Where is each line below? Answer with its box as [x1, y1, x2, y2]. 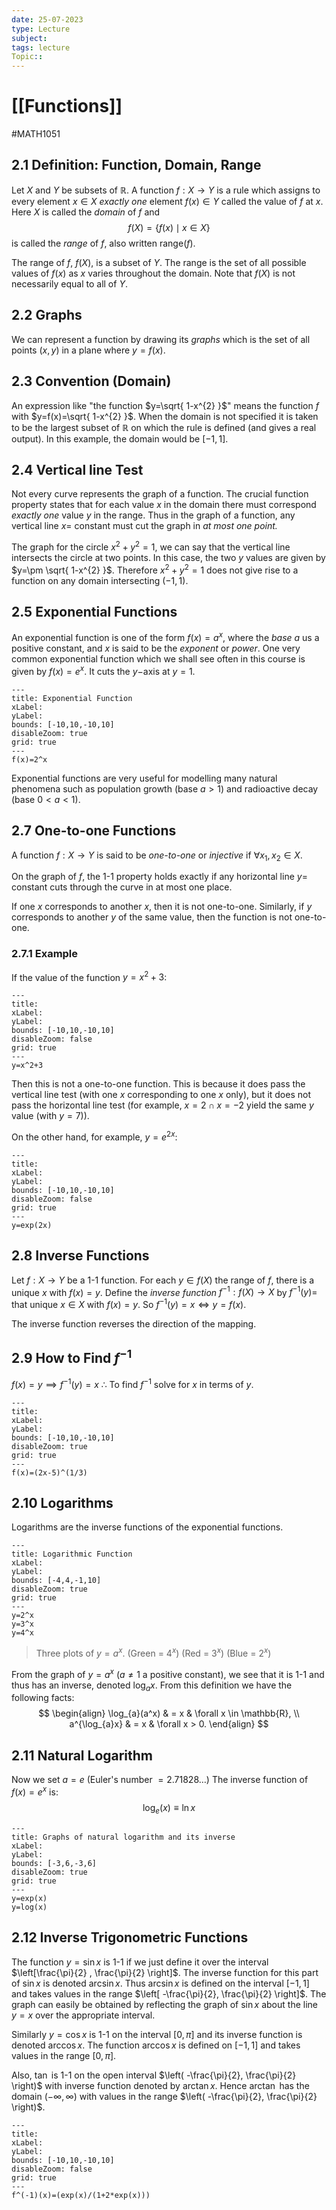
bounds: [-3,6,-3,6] [11, 1858, 98, 1868]
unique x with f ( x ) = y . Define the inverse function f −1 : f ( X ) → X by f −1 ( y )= [11, 1284, 318, 1298]
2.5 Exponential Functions [11, 604, 178, 621]
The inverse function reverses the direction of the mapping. [11, 1318, 257, 1330]
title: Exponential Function [11, 693, 133, 703]
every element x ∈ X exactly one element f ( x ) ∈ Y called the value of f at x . [11, 195, 324, 207]
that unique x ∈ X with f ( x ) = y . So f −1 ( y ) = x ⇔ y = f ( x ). [11, 1297, 247, 1311]
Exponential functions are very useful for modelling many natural [11, 772, 278, 784]
